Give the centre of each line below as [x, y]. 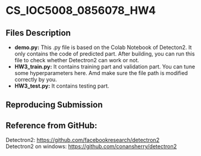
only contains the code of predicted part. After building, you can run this [104, 54]
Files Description [38, 33]
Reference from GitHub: [51, 125]
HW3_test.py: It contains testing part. [62, 86]
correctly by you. [36, 80]
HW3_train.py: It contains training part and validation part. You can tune [105, 67]
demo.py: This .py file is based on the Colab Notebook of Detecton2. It [103, 47]
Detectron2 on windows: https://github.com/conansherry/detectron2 [91, 146]
